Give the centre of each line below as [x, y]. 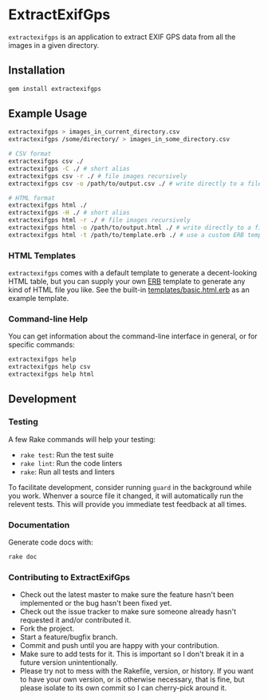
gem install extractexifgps [55, 89]
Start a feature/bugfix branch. [69, 637]
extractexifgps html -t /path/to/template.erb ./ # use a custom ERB [126, 235]
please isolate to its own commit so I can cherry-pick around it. [123, 688]
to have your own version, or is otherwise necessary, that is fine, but [132, 679]
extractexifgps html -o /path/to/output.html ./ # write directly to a [130, 228]
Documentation [39, 524]
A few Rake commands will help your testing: [82, 439]
